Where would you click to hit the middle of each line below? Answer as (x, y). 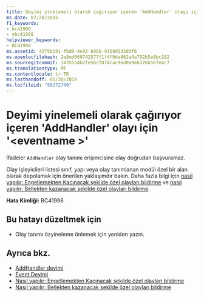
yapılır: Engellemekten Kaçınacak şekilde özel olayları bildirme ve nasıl (94, 182)
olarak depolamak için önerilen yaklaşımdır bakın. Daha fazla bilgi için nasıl (100, 176)
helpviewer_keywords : (34, 40)
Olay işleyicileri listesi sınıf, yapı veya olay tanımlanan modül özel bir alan (97, 169)
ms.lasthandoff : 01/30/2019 (42, 79)
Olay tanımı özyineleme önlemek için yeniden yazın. (80, 234)
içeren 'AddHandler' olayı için (82, 128)
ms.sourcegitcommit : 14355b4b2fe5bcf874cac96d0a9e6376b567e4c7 (88, 62)
